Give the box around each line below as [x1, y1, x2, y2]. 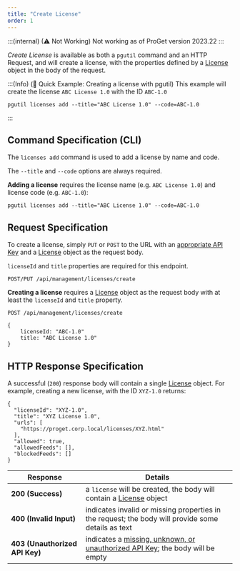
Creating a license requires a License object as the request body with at [7, 288, 221, 297]
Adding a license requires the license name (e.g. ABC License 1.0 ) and [7, 181, 216, 189]
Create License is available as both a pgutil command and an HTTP [7, 51, 208, 59]
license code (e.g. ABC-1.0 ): [7, 188, 89, 197]
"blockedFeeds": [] [14, 450, 72, 458]
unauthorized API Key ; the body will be [85, 543, 216, 553]
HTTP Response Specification [7, 360, 144, 372]
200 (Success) [11, 488, 63, 498]
